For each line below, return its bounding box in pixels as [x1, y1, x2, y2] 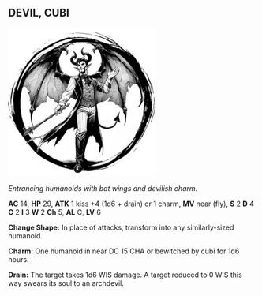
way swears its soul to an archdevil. [8, 278, 124, 287]
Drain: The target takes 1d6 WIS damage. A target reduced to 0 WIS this [8, 270, 242, 279]
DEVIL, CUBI [8, 6, 69, 20]
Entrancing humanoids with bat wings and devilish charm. [8, 183, 198, 193]
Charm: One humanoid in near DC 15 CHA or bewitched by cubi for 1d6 [8, 246, 240, 256]
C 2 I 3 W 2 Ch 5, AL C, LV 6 [8, 207, 101, 216]
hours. [8, 254, 29, 264]
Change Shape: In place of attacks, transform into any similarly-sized [8, 223, 234, 232]
